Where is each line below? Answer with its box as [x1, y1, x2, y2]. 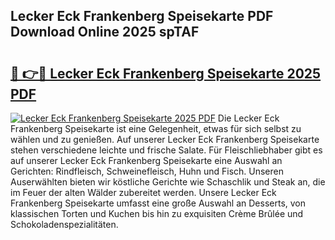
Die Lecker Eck [217, 112, 280, 124]
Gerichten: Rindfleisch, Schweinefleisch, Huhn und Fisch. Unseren [10, 165, 284, 177]
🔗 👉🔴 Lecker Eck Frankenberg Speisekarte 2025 [10, 65, 322, 82]
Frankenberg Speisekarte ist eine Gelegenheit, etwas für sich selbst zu [10, 123, 302, 134]
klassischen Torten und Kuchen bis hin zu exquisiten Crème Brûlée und [10, 208, 304, 219]
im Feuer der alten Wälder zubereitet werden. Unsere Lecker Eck [10, 187, 277, 198]
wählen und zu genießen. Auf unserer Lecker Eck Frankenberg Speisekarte [10, 134, 320, 145]
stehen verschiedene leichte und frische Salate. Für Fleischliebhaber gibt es [10, 144, 323, 156]
